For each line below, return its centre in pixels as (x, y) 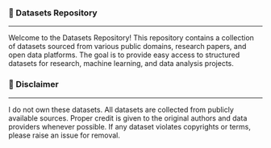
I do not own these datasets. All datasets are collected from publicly (121, 109)
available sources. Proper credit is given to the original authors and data (128, 118)
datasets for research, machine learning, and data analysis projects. (121, 64)
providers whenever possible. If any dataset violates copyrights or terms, (130, 126)
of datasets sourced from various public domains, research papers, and (127, 47)
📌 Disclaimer (33, 84)
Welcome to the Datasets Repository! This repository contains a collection (131, 38)
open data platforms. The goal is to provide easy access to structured (124, 55)
